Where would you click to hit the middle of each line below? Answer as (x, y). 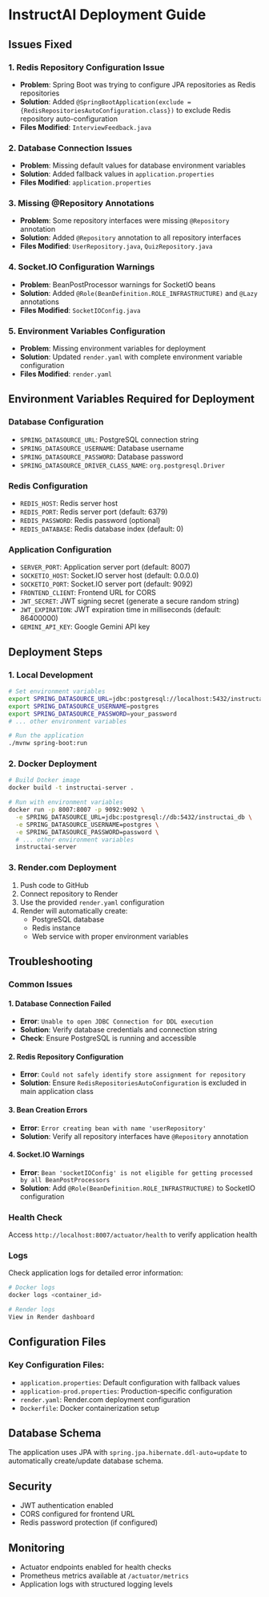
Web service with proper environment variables (110, 936)
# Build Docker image (44, 780)
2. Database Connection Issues (70, 148)
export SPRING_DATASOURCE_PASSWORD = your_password (93, 714)
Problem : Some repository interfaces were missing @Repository (124, 221)
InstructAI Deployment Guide (107, 15)
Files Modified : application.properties (86, 183)
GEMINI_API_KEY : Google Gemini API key (85, 626)
